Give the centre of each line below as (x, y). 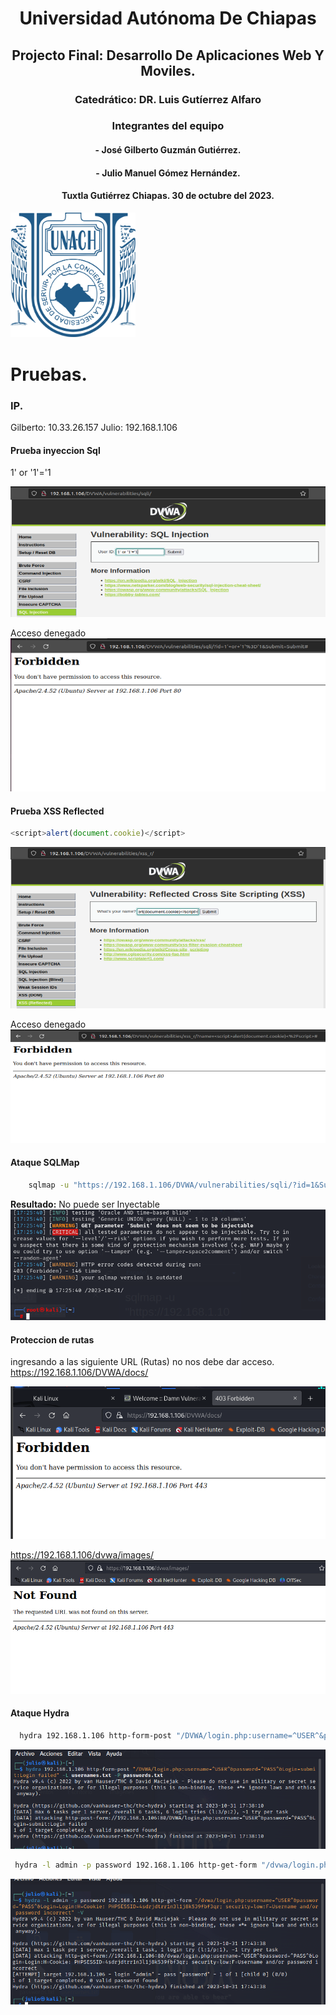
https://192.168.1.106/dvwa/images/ (82, 1555)
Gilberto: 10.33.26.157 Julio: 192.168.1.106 (94, 427)
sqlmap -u (49, 1185)
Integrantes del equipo (168, 126)
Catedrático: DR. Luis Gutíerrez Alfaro (168, 99)
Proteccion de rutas (52, 1339)
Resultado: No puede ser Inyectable (85, 1204)
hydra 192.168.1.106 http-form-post (95, 1735)
